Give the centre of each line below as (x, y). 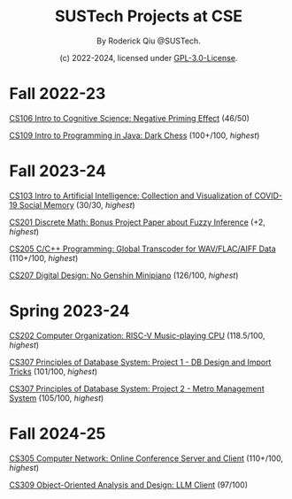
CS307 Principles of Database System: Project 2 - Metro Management (137, 388)
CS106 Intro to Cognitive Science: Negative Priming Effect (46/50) (130, 118)
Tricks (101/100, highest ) (54, 371)
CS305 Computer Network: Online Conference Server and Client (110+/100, (146, 458)
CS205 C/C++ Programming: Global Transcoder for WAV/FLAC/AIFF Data (142, 249)
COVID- (269, 196)
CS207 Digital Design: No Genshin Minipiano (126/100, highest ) (124, 275)
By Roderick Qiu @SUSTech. (149, 41)
